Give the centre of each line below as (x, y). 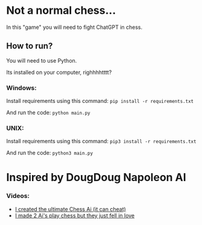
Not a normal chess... (61, 11)
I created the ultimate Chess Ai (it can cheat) (71, 209)
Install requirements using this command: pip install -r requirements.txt (100, 101)
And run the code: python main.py (48, 112)
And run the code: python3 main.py (50, 153)
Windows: (22, 88)
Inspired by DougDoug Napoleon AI (96, 177)
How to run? (30, 46)
